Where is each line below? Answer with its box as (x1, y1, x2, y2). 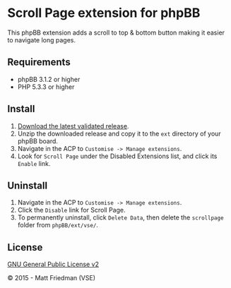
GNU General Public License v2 (7, 260, 99, 269)
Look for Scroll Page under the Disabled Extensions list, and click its (17, 152, 218, 160)
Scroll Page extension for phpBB (7, 5, 201, 21)
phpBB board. (17, 136, 59, 145)
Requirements (7, 56, 71, 68)
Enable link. (17, 159, 51, 167)
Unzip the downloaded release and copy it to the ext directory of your (17, 129, 221, 138)
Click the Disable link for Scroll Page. (17, 206, 126, 215)
